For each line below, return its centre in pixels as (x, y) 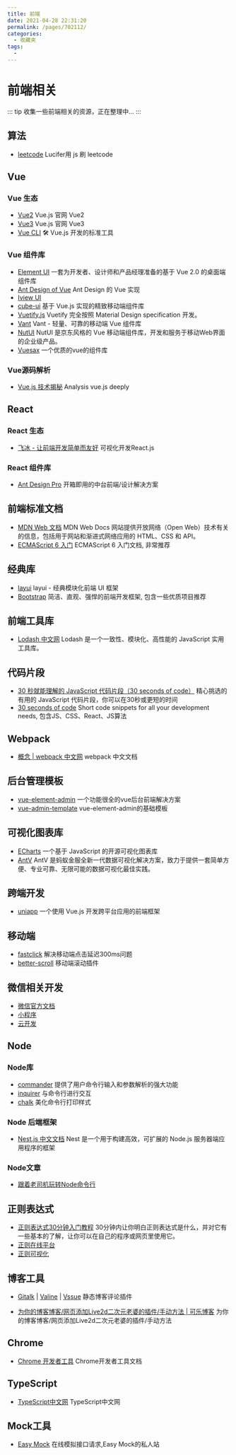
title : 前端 (24, 14)
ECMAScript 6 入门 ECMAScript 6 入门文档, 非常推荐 (94, 544)
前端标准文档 (35, 509)
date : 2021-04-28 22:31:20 (47, 21)
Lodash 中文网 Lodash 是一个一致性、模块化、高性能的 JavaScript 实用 (121, 639)
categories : (25, 34)
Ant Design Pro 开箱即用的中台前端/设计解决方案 (88, 484)
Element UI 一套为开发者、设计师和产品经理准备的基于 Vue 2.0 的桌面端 (122, 271)
